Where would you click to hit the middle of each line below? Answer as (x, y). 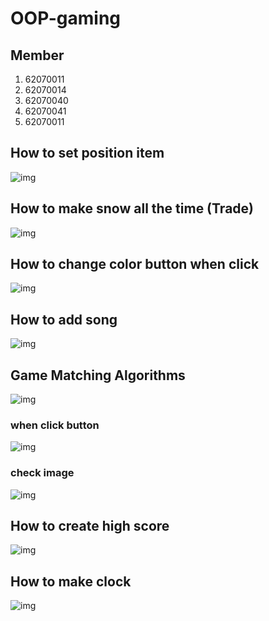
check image (42, 473)
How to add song (64, 319)
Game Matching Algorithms (98, 375)
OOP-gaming (66, 18)
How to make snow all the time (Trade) (132, 208)
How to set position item (87, 153)
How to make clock (71, 581)
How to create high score (90, 526)
